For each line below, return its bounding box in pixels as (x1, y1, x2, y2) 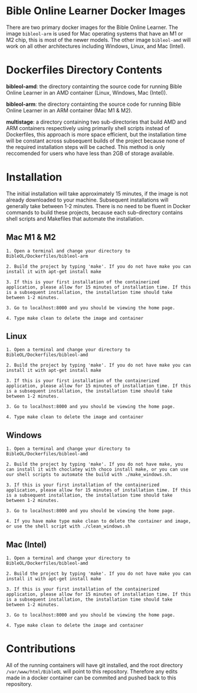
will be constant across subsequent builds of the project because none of (6, 137, 185, 144)
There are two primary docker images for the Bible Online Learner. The (6, 24, 178, 31)
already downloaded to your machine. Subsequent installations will (6, 196, 169, 203)
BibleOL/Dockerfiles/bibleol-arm (6, 253, 88, 259)
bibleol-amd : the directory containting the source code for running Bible (6, 83, 182, 90)
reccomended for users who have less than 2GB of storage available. (6, 150, 174, 157)
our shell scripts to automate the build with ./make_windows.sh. (6, 472, 173, 478)
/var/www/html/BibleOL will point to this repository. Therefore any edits (6, 668, 178, 675)
